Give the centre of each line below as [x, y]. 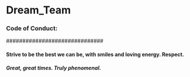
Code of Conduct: [32, 29]
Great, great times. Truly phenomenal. [53, 68]
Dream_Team [39, 10]
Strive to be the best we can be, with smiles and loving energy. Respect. [95, 55]
